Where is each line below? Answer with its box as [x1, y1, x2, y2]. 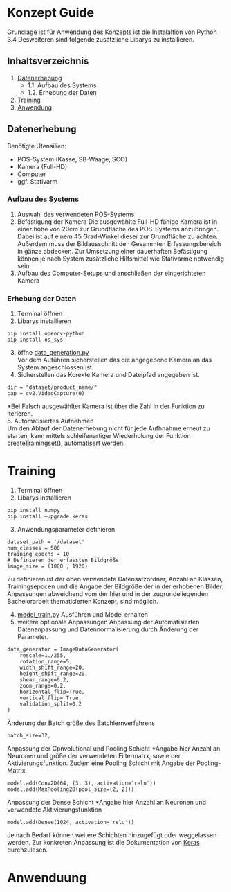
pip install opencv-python [7, 331, 85, 338]
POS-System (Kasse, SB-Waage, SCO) [17, 155, 128, 164]
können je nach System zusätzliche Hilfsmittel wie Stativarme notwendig [17, 254, 225, 263]
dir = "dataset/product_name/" [7, 384, 98, 391]
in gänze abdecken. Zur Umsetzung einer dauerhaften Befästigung [17, 247, 208, 255]
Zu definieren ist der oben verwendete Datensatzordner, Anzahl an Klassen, [7, 575, 223, 584]
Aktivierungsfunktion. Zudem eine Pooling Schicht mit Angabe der [7, 759, 196, 767]
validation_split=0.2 [19, 701, 82, 708]
